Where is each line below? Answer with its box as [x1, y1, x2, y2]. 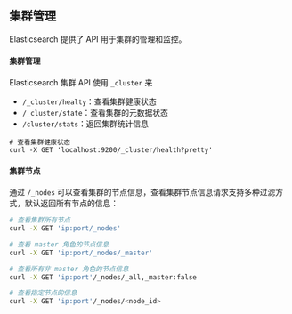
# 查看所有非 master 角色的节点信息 [9, 264, 129, 273]
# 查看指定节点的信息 [9, 288, 77, 298]
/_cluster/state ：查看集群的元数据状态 [21, 108, 169, 118]
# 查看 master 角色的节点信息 [9, 239, 109, 249]
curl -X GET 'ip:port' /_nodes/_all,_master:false [9, 272, 198, 282]
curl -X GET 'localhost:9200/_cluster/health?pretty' [9, 146, 214, 155]
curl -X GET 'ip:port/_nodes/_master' [9, 248, 153, 257]
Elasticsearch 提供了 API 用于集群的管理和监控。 [9, 34, 187, 44]
